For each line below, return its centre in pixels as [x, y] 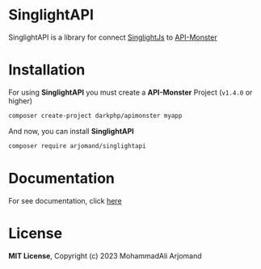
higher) [21, 101]
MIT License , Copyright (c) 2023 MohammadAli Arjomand [105, 255]
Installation [47, 70]
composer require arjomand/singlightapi [78, 146]
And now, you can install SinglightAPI [72, 131]
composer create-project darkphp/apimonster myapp [95, 116]
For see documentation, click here [65, 200]
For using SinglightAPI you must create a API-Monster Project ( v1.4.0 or [130, 92]
